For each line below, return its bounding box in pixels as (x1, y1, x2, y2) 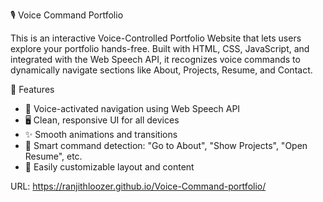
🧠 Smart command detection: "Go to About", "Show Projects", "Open (24, 140, 308, 151)
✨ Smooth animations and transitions (24, 129, 178, 140)
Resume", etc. (24, 150, 83, 162)
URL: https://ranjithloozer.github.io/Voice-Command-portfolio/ (10, 180, 267, 192)
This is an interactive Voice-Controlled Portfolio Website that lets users (10, 32, 302, 44)
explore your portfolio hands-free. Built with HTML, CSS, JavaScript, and (10, 43, 310, 54)
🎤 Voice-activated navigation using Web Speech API (24, 103, 241, 114)
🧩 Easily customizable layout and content (24, 161, 195, 173)
